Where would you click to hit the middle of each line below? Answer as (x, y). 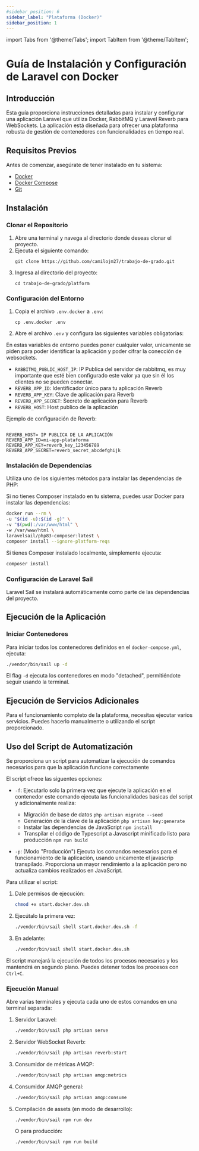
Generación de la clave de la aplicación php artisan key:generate (104, 821)
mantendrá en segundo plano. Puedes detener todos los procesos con (92, 967)
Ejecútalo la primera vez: (45, 915)
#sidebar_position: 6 (33, 12)
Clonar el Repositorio (37, 225)
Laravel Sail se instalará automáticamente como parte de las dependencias (98, 592)
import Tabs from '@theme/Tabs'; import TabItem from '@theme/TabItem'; (97, 40)
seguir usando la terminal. (38, 682)
